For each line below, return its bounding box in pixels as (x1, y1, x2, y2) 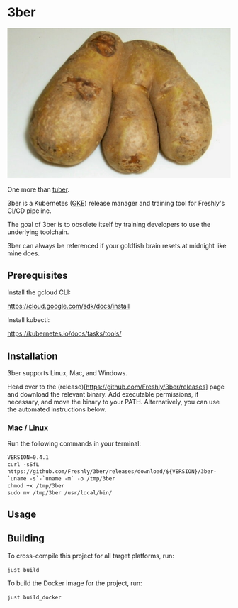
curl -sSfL (7, 460, 40, 468)
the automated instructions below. (7, 405, 107, 414)
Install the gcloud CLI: (7, 288, 71, 297)
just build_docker (7, 594, 62, 601)
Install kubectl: (7, 316, 50, 324)
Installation (7, 350, 58, 362)
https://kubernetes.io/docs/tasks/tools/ (7, 329, 122, 338)
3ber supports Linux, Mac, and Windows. (7, 369, 127, 377)
